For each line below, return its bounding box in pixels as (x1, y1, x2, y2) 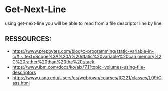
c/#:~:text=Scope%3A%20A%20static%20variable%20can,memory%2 (12, 53, 162, 59)
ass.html (12, 80, 30, 86)
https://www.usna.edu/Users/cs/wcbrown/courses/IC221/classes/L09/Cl (12, 74, 163, 81)
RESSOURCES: (5, 35, 52, 43)
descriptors (12, 69, 36, 75)
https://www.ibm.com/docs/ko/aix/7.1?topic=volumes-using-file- (12, 64, 145, 70)
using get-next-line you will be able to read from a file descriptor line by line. (5, 20, 163, 26)
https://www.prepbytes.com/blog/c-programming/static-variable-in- (12, 48, 154, 54)
